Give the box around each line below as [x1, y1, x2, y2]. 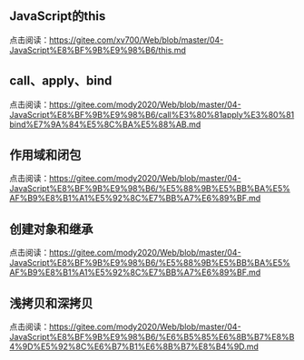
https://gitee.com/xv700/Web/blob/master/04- [49, 34, 224, 45]
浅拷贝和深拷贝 [9, 296, 93, 311]
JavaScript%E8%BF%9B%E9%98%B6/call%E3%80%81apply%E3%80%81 [9, 109, 295, 120]
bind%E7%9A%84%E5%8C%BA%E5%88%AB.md [9, 119, 201, 130]
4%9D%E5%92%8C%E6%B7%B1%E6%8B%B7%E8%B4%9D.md [9, 341, 259, 352]
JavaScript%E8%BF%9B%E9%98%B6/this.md [9, 44, 186, 55]
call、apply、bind [9, 73, 113, 89]
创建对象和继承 [9, 221, 93, 237]
